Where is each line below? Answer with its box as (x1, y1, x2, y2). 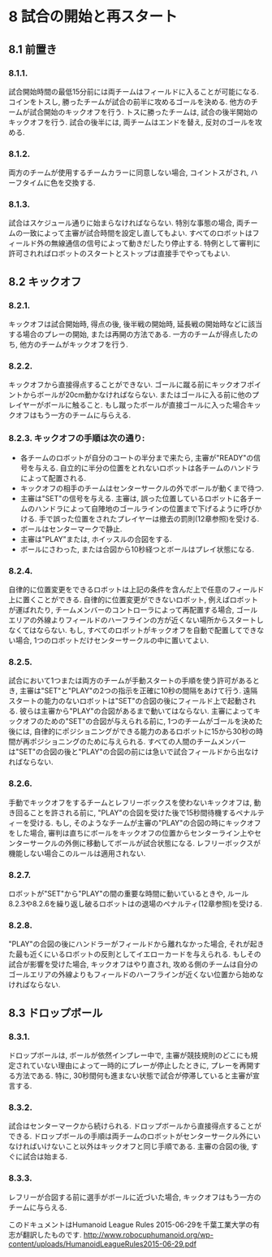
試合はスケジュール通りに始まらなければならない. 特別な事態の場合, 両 (8, 218, 244, 228)
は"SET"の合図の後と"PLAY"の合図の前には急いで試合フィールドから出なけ (8, 747, 259, 757)
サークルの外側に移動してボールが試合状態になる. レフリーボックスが (29, 838, 261, 848)
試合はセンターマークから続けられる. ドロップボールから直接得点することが (8, 1121, 261, 1131)
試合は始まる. (22, 1152, 68, 1162)
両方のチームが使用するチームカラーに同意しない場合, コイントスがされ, (8, 168, 249, 177)
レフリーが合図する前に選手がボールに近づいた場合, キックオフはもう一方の (8, 1192, 261, 1202)
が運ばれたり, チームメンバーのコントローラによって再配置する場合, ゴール (8, 605, 258, 615)
